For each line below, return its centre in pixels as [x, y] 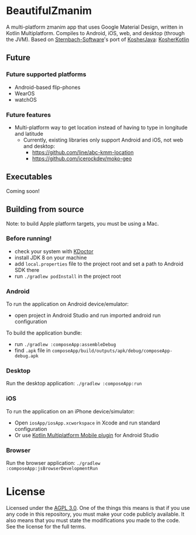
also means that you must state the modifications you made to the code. [93, 520]
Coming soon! [23, 191]
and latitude [29, 133]
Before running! [29, 239]
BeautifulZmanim [49, 11]
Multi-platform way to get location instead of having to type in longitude [101, 127]
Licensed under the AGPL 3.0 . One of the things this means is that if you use [98, 508]
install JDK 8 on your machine [51, 257]
